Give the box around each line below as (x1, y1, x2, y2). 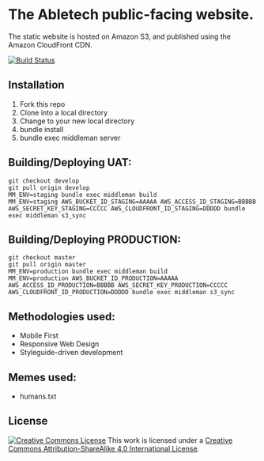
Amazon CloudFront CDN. (8, 40, 92, 49)
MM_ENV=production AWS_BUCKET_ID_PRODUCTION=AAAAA (8, 274, 179, 282)
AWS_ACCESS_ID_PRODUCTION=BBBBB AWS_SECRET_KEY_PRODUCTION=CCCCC (8, 282, 228, 289)
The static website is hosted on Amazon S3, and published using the (8, 32, 232, 41)
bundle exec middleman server (19, 133, 121, 142)
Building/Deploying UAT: (8, 156, 132, 169)
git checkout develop (8, 176, 80, 185)
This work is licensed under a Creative (107, 435, 233, 444)
